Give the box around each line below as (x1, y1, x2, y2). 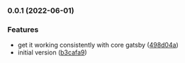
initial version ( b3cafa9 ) (17, 48, 87, 57)
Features (7, 24, 39, 34)
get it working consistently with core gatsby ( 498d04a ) (17, 41, 179, 50)
